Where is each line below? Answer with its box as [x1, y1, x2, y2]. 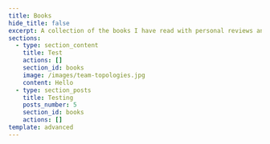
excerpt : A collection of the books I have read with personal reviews [8, 26, 253, 34]
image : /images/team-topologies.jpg [22, 71, 146, 79]
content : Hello [22, 78, 74, 86]
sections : [8, 34, 42, 42]
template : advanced [8, 123, 74, 131]
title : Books [8, 11, 52, 20]
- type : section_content [15, 42, 99, 50]
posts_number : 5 [22, 101, 78, 109]
